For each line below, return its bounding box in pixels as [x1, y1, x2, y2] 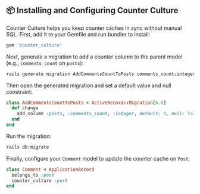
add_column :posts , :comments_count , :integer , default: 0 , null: [17, 110, 185, 117]
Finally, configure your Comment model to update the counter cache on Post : [6, 155, 190, 162]
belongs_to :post [11, 172, 55, 178]
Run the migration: [6, 133, 52, 140]
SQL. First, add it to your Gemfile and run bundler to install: [6, 30, 151, 38]
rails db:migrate [6, 144, 49, 150]
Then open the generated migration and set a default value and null [6, 82, 171, 89]
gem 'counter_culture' [6, 42, 62, 48]
